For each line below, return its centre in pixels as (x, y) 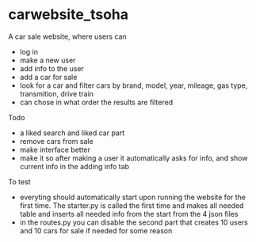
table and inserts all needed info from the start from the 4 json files (129, 214)
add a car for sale (48, 77)
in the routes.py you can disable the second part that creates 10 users (134, 222)
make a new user (48, 60)
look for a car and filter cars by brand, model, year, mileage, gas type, (134, 85)
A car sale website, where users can (67, 36)
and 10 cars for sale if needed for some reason (96, 230)
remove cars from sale (56, 141)
